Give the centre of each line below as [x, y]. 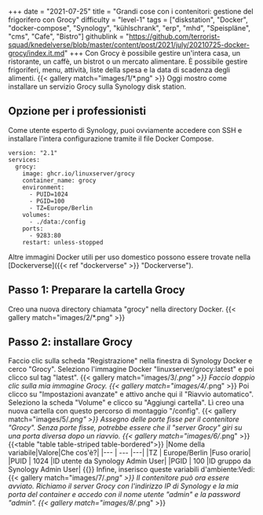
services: [24, 160]
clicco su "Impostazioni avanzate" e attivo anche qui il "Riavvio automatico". [131, 394]
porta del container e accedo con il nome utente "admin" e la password [124, 495]
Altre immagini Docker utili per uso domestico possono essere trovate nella [130, 257]
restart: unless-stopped [63, 242]
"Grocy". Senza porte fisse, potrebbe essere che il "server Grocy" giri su [125, 428]
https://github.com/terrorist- [174, 36]
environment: [44, 187]
